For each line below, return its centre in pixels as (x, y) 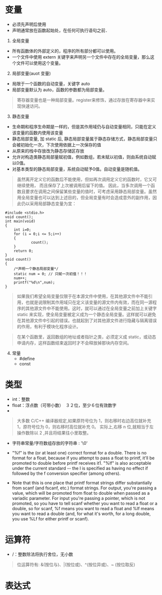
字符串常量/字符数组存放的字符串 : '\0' (50, 443)
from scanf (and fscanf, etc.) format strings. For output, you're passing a (84, 488)
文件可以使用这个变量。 (40, 63)
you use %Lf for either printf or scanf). (51, 518)
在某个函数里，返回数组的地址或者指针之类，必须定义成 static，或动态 (86, 337)
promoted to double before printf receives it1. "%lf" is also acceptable (81, 463)
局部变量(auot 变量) (31, 73)
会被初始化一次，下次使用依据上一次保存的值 (57, 145)
